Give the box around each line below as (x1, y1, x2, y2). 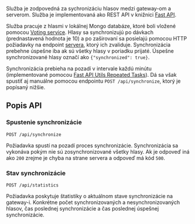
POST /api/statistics (6, 182, 59, 188)
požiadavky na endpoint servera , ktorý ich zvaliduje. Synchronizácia (6, 41, 171, 48)
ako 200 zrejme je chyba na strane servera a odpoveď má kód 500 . (6, 154, 166, 161)
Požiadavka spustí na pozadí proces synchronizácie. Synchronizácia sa (6, 142, 179, 149)
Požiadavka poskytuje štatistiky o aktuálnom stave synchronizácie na (6, 192, 173, 199)
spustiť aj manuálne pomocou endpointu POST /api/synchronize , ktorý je (6, 77, 181, 84)
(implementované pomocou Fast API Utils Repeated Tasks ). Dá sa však (6, 72, 177, 78)
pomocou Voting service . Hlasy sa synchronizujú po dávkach (6, 29, 154, 36)
